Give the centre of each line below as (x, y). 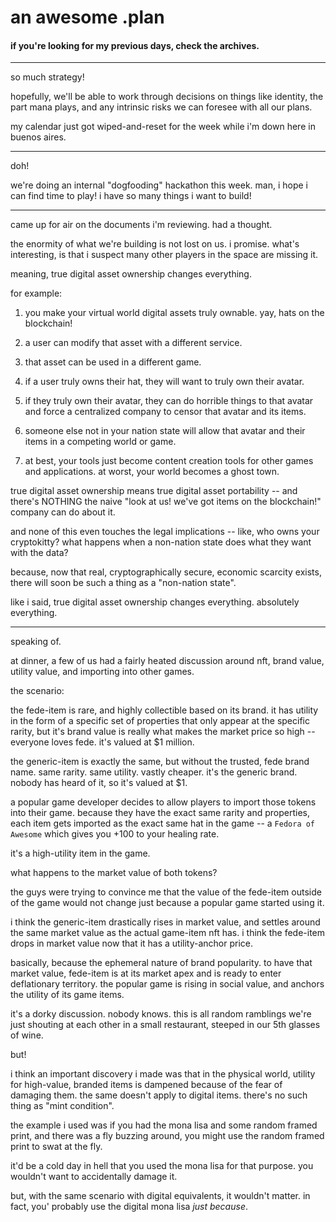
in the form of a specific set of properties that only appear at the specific (160, 721)
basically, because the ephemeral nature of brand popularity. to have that (161, 963)
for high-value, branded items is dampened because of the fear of (146, 1085)
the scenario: (37, 691)
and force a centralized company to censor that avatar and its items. (165, 412)
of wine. (27, 1035)
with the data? (39, 553)
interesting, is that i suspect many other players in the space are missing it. (164, 255)
